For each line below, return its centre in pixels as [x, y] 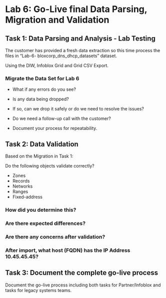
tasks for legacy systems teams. [38, 290]
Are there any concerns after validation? [55, 237]
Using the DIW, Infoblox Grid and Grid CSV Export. [57, 65]
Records [21, 181]
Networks [22, 186]
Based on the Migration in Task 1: [39, 156]
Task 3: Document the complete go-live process [82, 273]
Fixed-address [27, 197]
